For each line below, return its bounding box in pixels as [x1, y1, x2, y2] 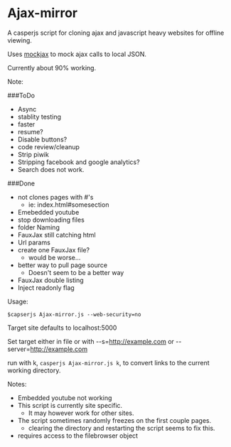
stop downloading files [17, 215, 85, 224]
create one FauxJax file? [17, 245, 90, 254]
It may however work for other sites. [28, 409, 134, 417]
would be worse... [28, 253, 81, 262]
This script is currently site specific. [17, 401, 123, 409]
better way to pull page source [17, 261, 108, 269]
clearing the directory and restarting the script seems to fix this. [28, 424, 215, 432]
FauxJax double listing [17, 276, 84, 284]
